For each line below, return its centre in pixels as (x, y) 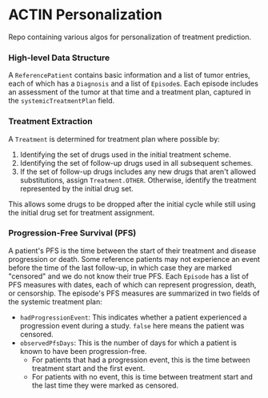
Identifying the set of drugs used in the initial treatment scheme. (126, 155)
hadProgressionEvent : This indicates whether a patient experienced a (133, 317)
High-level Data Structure (59, 58)
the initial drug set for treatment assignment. (82, 212)
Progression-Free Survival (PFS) (72, 233)
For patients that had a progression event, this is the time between (141, 360)
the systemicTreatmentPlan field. (61, 101)
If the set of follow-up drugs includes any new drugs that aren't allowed (138, 171)
